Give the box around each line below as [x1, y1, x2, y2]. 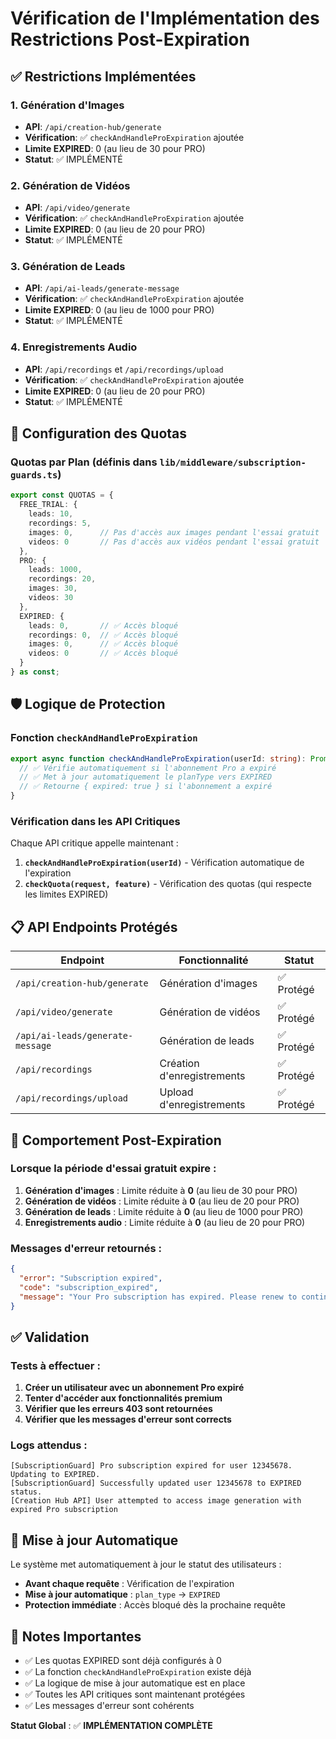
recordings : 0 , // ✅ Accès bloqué [28, 630, 178, 640]
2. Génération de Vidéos [10, 178, 131, 192]
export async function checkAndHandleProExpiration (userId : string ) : [10, 753, 307, 764]
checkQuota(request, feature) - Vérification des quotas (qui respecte [24, 878, 312, 890]
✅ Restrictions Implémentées [10, 68, 197, 85]
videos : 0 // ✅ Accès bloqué [28, 648, 178, 659]
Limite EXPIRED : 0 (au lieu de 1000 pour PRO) [24, 304, 215, 316]
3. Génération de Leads [10, 260, 126, 274]
